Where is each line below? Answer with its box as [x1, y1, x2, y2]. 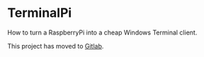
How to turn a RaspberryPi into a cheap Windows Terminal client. [7, 28, 198, 37]
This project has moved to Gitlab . [7, 42, 104, 50]
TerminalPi [7, 5, 72, 21]
